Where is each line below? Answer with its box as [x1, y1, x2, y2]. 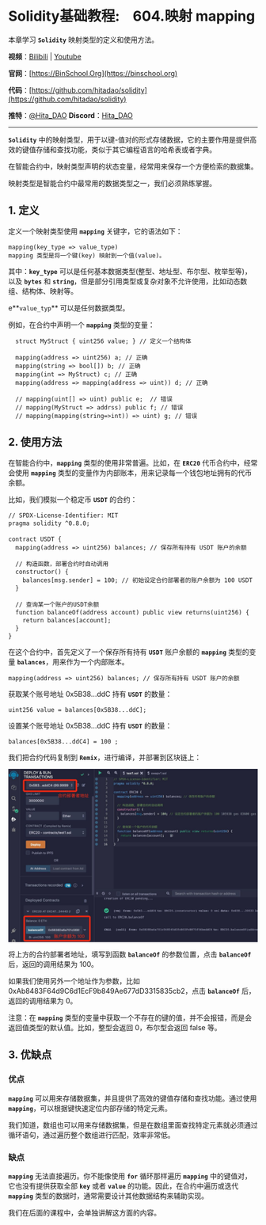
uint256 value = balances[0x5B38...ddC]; [8, 706, 147, 713]
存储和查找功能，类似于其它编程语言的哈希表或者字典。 [35, 144, 216, 154]
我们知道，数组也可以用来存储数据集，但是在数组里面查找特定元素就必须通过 [8, 1120, 258, 1129]
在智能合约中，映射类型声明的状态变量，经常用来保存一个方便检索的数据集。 [8, 162, 258, 171]
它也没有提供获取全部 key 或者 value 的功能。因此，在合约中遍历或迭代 [8, 1181, 239, 1190]
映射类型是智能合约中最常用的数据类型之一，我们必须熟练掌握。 [8, 178, 216, 188]
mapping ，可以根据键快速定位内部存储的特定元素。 [8, 1103, 173, 1113]
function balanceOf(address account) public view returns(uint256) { [15, 608, 249, 616]
